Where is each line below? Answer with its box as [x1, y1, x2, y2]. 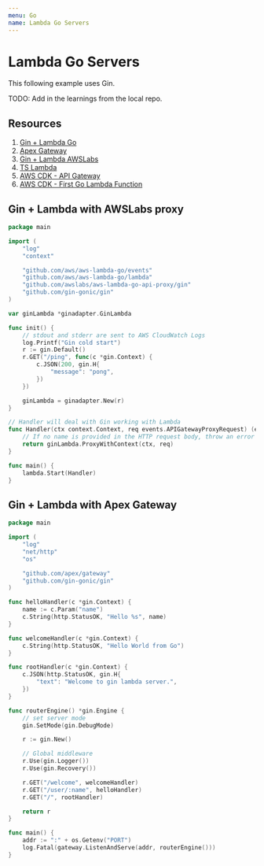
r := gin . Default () [22, 346, 86, 354]
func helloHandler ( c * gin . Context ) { [8, 598, 132, 606]
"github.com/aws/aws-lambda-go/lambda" [22, 273, 153, 282]
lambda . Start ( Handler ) [22, 469, 97, 477]
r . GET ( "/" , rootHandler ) [22, 793, 104, 801]
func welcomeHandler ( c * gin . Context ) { [8, 635, 139, 642]
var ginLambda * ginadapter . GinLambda [8, 309, 132, 317]
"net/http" [22, 548, 58, 556]
